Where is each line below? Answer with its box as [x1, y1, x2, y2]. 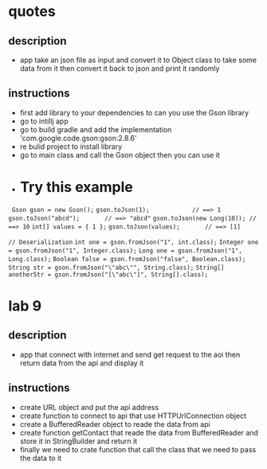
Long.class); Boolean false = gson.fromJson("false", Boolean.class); [8, 255, 246, 263]
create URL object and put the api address [19, 402, 159, 412]
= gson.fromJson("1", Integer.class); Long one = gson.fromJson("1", [8, 246, 243, 255]
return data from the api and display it [19, 358, 144, 368]
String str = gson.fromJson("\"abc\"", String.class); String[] [8, 264, 225, 272]
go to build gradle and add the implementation [19, 124, 172, 134]
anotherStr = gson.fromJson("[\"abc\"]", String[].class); [8, 270, 209, 279]
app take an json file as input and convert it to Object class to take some [19, 55, 257, 64]
